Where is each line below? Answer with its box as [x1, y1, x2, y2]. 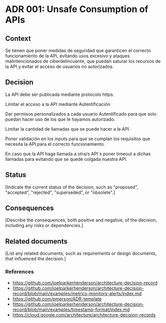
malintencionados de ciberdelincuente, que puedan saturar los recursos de [5, 58, 161, 64]
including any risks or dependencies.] [5, 223, 84, 229]
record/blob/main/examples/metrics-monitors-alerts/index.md [12, 290, 142, 296]
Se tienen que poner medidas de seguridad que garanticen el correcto [5, 48, 151, 53]
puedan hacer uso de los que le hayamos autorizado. [5, 116, 116, 122]
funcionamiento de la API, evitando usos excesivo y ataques [5, 53, 130, 59]
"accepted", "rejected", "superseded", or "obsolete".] [5, 189, 115, 195]
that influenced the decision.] [5, 256, 66, 262]
